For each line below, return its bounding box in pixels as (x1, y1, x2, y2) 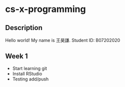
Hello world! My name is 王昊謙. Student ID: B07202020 (5, 37, 120, 43)
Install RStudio (12, 70, 42, 76)
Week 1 (5, 52, 28, 60)
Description (5, 23, 42, 32)
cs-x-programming (5, 3, 86, 15)
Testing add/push (12, 76, 49, 82)
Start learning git (12, 65, 47, 71)
